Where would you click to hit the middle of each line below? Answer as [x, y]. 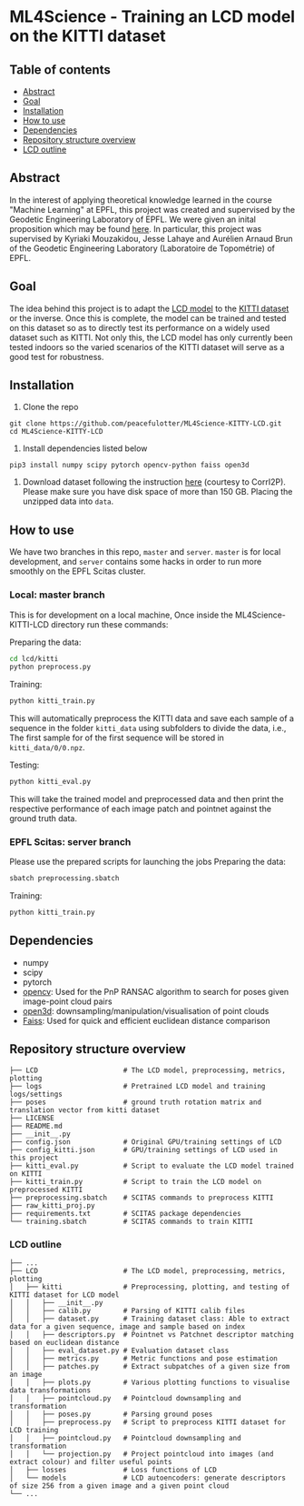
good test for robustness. [57, 356]
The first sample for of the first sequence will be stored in [117, 738]
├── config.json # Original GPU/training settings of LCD [146, 1142]
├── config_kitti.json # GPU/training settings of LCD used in [144, 1150]
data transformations [50, 1391]
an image [26, 1375]
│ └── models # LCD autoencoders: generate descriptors [147, 1478]
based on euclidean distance [64, 1343]
